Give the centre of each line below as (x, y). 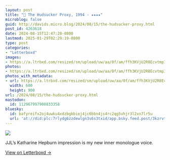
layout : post (19, 10)
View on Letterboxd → (28, 152)
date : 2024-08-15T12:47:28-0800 (39, 34)
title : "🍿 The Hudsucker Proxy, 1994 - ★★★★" (54, 15)
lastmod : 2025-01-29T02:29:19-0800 (43, 39)
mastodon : (16, 100)
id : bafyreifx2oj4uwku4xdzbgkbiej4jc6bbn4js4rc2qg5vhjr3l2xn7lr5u (81, 114)
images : (13, 57)
